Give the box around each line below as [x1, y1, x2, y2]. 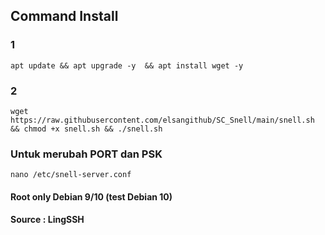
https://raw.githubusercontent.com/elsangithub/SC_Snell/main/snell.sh [10, 115, 315, 125]
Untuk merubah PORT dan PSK [10, 147, 163, 161]
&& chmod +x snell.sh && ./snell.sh [10, 124, 163, 134]
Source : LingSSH [10, 214, 85, 226]
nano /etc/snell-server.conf [10, 170, 132, 180]
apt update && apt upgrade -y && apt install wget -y [10, 60, 244, 71]
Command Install [10, 8, 119, 25]
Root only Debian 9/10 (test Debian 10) [10, 190, 173, 203]
